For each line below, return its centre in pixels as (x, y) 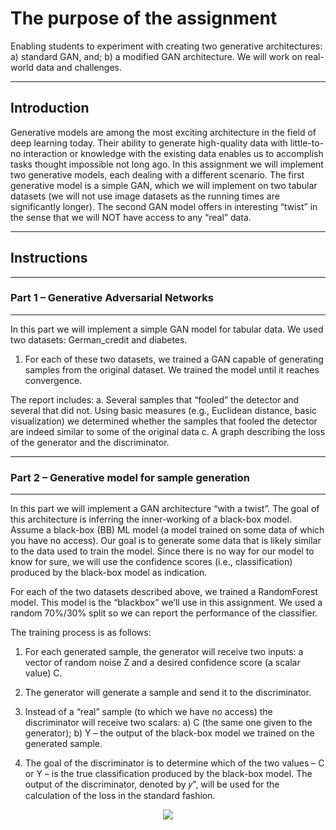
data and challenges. (79, 67)
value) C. (43, 673)
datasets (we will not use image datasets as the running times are (145, 196)
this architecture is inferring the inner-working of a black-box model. (151, 519)
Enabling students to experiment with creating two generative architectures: (166, 46)
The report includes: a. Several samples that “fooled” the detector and (155, 399)
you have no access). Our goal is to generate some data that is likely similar (166, 541)
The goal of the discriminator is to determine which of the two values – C (174, 763)
